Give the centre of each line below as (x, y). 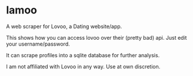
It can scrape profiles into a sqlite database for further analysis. (83, 55)
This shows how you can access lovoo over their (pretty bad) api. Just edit (96, 37)
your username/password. (38, 44)
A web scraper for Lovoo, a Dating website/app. (64, 26)
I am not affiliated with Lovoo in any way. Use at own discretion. (83, 66)
